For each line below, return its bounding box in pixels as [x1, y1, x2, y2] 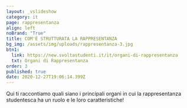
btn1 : [6, 47, 19, 53]
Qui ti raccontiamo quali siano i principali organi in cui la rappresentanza [6, 90, 182, 97]
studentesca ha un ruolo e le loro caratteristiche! [6, 96, 124, 103]
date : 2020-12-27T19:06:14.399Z [6, 74, 86, 80]
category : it [6, 14, 38, 20]
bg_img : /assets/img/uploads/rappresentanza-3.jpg [6, 42, 133, 48]
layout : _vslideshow [6, 8, 57, 15]
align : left [6, 25, 35, 31]
